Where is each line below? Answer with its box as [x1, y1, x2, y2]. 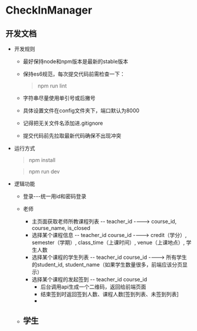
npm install [28, 157, 55, 163]
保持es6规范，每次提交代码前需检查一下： [22, 70, 125, 77]
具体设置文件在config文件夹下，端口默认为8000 [22, 107, 140, 114]
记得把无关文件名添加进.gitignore [22, 119, 104, 126]
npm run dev [28, 168, 60, 175]
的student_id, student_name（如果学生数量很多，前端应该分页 [31, 261, 183, 268]
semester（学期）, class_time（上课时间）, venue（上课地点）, [31, 239, 185, 246]
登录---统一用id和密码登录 [22, 193, 87, 200]
